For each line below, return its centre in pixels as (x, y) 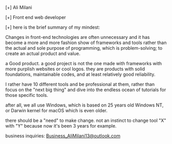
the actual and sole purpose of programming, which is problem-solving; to (84, 48)
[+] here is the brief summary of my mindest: (53, 27)
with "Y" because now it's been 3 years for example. (61, 126)
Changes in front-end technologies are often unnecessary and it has (78, 37)
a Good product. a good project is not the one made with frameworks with (84, 63)
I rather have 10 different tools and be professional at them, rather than (80, 84)
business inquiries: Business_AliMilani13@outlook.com (63, 136)
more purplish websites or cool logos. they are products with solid (75, 69)
